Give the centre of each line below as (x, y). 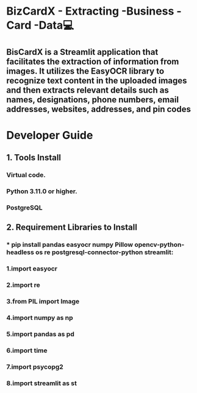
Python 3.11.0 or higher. (42, 191)
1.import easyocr (32, 269)
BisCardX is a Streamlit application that (82, 52)
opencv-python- (159, 245)
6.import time (27, 350)
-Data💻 (54, 25)
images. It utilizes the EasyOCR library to (85, 71)
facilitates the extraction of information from (93, 61)
